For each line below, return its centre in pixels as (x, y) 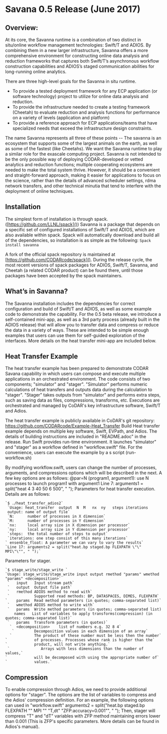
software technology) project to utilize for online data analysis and (80, 96)
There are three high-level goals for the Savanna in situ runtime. (71, 81)
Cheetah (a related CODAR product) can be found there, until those (74, 270)
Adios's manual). (22, 726)
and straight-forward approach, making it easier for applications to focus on (83, 175)
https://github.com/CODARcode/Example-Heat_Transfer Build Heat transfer (83, 426)
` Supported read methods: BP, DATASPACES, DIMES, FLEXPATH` (83, 596)
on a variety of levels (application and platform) (61, 118)
